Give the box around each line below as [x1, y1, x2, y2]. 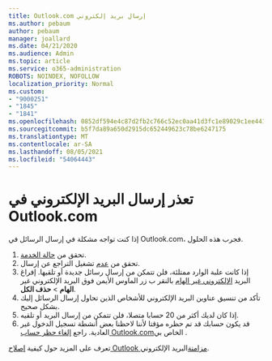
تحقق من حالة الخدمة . [19, 250, 87, 260]
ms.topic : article [8, 58, 70, 66]
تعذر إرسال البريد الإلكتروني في [8, 190, 194, 208]
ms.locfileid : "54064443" [8, 155, 96, 163]
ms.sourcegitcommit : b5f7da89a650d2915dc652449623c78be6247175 [8, 125, 227, 133]
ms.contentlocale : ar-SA [8, 140, 92, 148]
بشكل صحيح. [19, 302, 60, 312]
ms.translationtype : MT [8, 132, 89, 140]
